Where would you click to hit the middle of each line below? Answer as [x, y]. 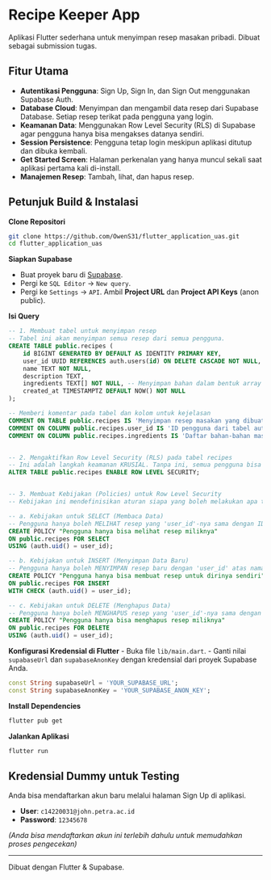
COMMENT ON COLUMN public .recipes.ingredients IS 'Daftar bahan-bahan [129, 436]
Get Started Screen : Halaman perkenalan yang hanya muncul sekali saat [141, 159]
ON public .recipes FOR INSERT [59, 583]
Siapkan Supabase [40, 259]
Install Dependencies [45, 705]
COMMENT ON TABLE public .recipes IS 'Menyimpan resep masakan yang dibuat [137, 421]
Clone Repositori [37, 221]
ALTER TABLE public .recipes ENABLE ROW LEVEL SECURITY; [104, 473]
